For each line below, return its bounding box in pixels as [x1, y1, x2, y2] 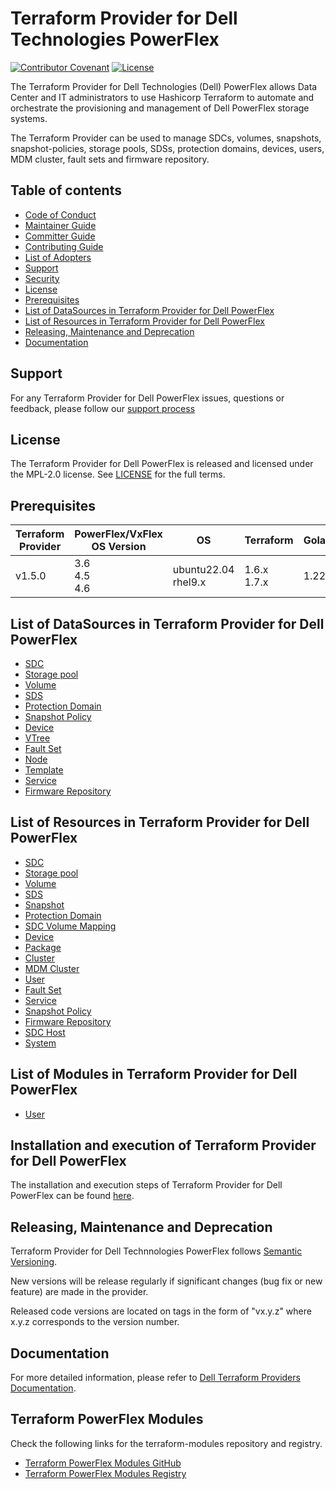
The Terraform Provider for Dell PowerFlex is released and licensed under [10, 458, 314, 470]
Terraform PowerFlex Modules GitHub [24, 1457, 182, 1469]
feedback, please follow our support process [10, 402, 196, 414]
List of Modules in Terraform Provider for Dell [10, 1066, 298, 1083]
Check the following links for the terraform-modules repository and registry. [10, 1437, 323, 1449]
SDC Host [24, 1026, 66, 1038]
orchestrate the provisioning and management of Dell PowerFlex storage [10, 102, 310, 114]
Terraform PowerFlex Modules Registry [24, 1467, 187, 1479]
